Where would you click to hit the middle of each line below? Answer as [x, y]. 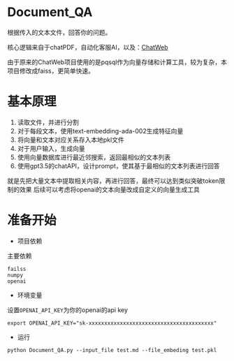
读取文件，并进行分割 [48, 122]
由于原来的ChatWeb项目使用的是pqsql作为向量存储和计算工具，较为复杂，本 [117, 62]
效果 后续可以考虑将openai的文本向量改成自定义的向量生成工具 [110, 189]
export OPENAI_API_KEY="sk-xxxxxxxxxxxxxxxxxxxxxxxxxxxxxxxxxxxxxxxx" [112, 323]
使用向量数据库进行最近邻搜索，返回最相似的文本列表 [94, 157]
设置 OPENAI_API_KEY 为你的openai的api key [67, 310]
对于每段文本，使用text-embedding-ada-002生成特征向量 [100, 131]
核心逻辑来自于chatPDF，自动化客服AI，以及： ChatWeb [88, 47]
